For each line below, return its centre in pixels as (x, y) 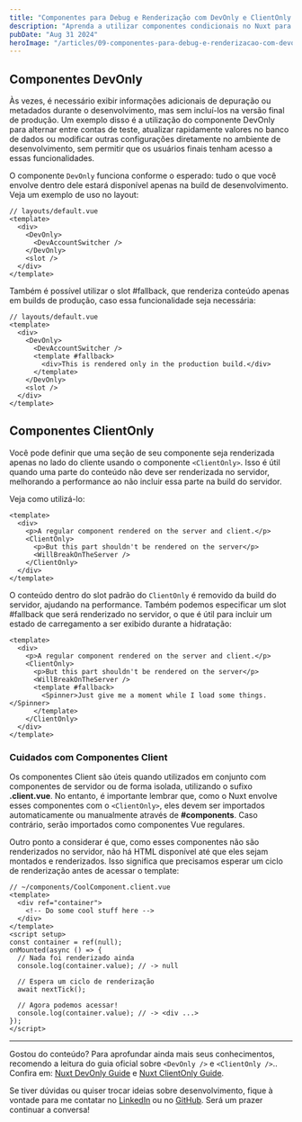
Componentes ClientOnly (82, 431)
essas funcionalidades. (52, 158)
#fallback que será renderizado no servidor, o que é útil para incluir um (141, 614)
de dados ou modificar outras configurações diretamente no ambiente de (145, 139)
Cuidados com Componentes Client (89, 757)
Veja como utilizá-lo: (47, 498)
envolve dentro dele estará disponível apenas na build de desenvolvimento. (149, 185)
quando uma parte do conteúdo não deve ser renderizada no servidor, (139, 471)
